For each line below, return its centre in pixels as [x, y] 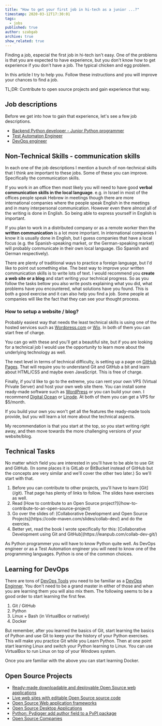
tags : [10, 18]
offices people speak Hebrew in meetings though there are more [69, 198]
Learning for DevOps [37, 569]
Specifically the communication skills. [43, 178]
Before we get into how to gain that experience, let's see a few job [71, 116]
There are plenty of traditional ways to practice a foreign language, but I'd [79, 263]
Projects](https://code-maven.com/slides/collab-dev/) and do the [77, 519]
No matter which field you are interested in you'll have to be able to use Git [79, 463]
